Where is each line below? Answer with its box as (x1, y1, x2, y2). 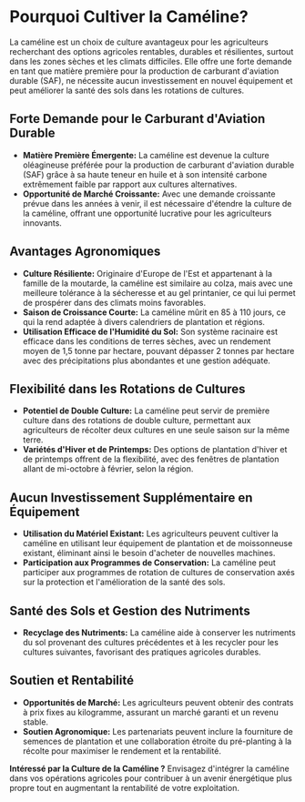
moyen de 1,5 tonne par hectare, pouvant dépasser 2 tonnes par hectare (22, 345, 295, 356)
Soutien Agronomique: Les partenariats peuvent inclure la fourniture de (22, 726, 294, 736)
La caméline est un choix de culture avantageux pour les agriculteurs (9, 36, 269, 47)
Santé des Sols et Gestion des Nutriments (9, 603, 250, 618)
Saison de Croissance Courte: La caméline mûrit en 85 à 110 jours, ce (22, 307, 287, 318)
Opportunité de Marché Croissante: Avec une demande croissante (22, 188, 276, 199)
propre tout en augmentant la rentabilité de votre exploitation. (9, 782, 239, 793)
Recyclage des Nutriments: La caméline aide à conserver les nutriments (22, 627, 296, 638)
